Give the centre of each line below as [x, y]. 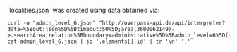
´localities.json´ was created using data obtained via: [84, 10]
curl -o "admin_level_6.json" [52, 23]
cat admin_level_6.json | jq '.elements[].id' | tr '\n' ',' [99, 41]
